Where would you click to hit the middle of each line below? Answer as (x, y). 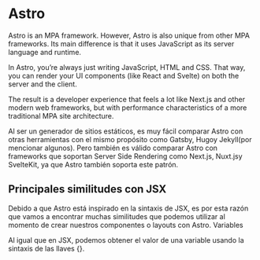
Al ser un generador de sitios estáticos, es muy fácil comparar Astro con (126, 131)
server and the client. (43, 84)
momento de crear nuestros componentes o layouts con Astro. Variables (126, 225)
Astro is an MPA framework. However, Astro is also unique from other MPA (129, 35)
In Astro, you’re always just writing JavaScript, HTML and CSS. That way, (127, 67)
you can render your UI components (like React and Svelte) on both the (124, 75)
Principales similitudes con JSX (87, 189)
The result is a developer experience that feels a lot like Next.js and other (127, 99)
